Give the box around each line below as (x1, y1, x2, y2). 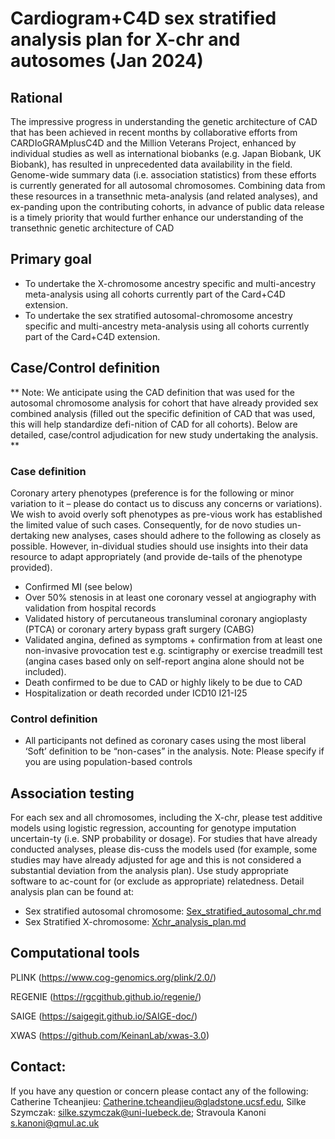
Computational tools (10, 945, 140, 962)
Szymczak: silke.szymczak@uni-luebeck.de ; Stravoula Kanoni (10, 1106, 267, 1118)
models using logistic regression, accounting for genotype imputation (10, 822, 297, 834)
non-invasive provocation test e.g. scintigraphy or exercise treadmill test (24, 644, 323, 656)
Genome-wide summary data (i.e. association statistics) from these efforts (10, 169, 317, 181)
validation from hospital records (24, 602, 157, 614)
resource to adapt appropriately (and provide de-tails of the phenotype (10, 550, 303, 562)
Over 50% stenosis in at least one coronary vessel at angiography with (24, 591, 317, 603)
